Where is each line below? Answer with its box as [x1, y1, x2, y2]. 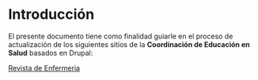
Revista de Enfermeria [8, 63, 81, 72]
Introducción [8, 5, 95, 24]
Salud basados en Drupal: [8, 48, 93, 57]
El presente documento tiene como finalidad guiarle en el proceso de [8, 31, 233, 41]
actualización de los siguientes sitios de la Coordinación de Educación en [8, 39, 251, 49]
